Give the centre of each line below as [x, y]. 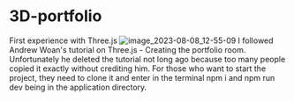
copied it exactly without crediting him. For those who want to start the [138, 69]
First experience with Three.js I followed [141, 40]
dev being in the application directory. [78, 87]
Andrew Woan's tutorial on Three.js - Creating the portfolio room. [128, 49]
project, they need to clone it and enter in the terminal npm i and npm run [142, 77]
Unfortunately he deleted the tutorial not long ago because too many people [147, 59]
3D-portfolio [56, 16]
